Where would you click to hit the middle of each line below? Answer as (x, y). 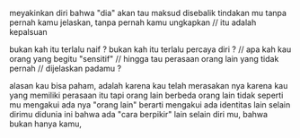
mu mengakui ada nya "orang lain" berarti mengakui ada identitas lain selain (150, 105)
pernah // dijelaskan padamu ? (66, 68)
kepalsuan (28, 32)
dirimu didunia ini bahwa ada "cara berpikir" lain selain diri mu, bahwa (138, 114)
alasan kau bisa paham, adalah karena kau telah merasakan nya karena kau (149, 86)
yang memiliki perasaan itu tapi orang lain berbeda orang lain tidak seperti (146, 95)
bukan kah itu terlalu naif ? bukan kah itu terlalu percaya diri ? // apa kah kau (150, 49)
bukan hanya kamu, (46, 124)
